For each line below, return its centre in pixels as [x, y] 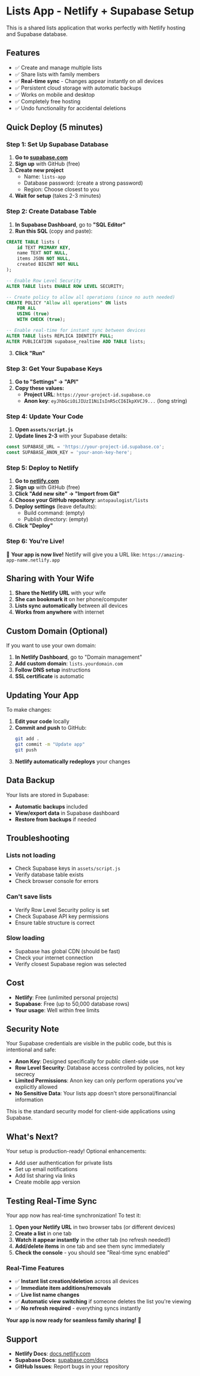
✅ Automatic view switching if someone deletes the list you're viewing [103, 1301]
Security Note [33, 1029]
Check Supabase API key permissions [62, 916]
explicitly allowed [36, 1087]
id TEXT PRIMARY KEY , [44, 248]
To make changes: [29, 710]
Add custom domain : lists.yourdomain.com [69, 664]
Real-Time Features [35, 1268]
